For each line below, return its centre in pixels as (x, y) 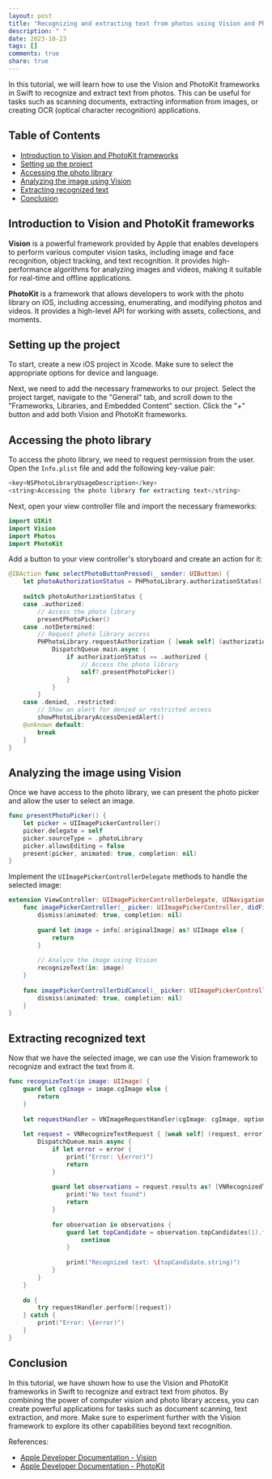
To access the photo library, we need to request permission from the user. (132, 460)
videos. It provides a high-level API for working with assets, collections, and (135, 311)
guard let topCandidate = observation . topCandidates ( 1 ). (164, 1232)
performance (30, 269)
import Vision (32, 528)
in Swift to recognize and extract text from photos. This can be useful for (130, 92)
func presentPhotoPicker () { (57, 816)
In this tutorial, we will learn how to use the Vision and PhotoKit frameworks (134, 84)
